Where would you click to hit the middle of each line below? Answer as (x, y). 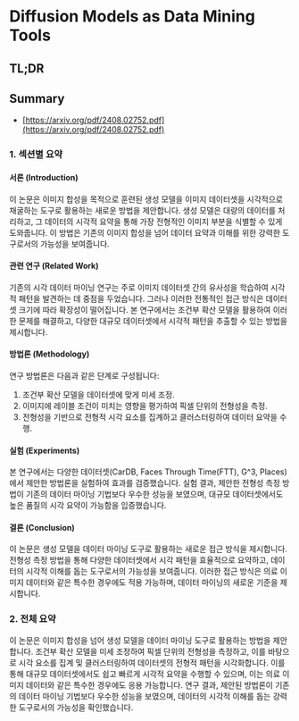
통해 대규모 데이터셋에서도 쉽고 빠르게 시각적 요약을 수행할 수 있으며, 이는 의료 (145, 674)
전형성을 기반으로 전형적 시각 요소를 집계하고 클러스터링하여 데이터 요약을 (150, 416)
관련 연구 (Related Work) (54, 266)
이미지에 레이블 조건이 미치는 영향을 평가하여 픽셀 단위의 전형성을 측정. (145, 406)
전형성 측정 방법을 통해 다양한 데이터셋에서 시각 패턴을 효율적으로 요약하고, (139, 560)
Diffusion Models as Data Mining (133, 17)
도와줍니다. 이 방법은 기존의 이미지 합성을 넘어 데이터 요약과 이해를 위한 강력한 (145, 232)
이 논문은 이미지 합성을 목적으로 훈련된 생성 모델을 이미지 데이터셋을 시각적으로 (146, 199)
